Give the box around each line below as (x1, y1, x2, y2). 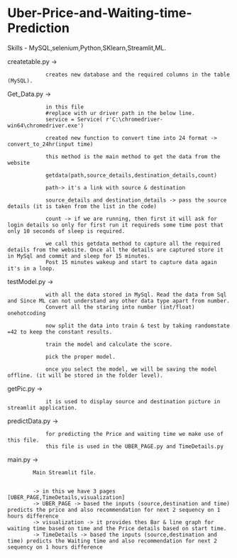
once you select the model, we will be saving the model (45, 366, 218, 373)
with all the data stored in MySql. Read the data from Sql (45, 291, 227, 298)
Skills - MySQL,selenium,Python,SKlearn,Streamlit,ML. (7, 43, 167, 52)
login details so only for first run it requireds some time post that (7, 221, 224, 229)
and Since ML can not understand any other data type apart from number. (7, 297, 231, 305)
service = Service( (45, 116, 103, 123)
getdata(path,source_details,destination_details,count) (45, 172, 218, 179)
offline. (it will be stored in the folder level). (7, 371, 163, 379)
